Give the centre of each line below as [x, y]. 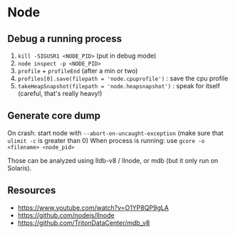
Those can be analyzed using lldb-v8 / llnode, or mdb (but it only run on [113, 160]
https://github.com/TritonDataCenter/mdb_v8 [84, 223]
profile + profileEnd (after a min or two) [78, 71]
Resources [32, 190]
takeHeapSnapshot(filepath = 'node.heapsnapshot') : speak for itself [119, 86]
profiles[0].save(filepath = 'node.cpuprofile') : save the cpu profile [123, 78]
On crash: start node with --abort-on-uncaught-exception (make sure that [115, 133]
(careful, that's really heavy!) [60, 94]
